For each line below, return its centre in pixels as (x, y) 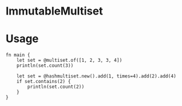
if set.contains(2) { (44, 82)
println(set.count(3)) (45, 66)
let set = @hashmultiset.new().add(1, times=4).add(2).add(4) (96, 76)
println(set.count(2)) (56, 87)
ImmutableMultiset (54, 11)
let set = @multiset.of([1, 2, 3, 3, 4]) (69, 61)
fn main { (18, 55)
